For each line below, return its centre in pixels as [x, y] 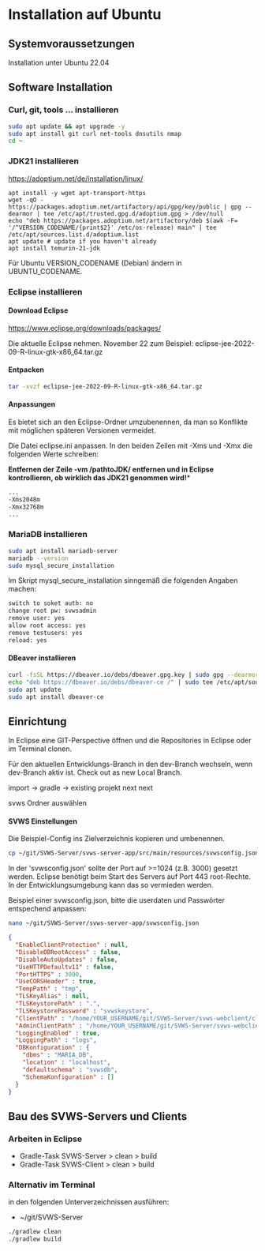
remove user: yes [37, 618]
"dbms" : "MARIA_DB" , [58, 1055]
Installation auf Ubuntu [85, 15]
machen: [22, 589]
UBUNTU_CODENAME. [45, 271]
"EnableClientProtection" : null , [72, 945]
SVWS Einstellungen [43, 821]
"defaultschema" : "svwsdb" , [70, 1069]
